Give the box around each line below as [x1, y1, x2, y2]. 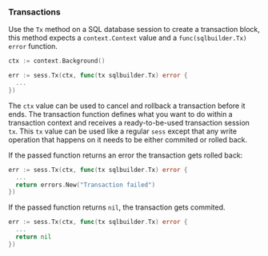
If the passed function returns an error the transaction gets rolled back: [8, 150, 243, 160]
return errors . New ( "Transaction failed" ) [15, 181, 156, 189]
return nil [15, 233, 52, 242]
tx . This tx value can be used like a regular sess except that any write [8, 126, 238, 136]
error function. [8, 42, 58, 51]
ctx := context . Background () [8, 57, 106, 66]
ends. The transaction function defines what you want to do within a [8, 109, 234, 118]
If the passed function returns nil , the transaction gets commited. [8, 202, 226, 212]
